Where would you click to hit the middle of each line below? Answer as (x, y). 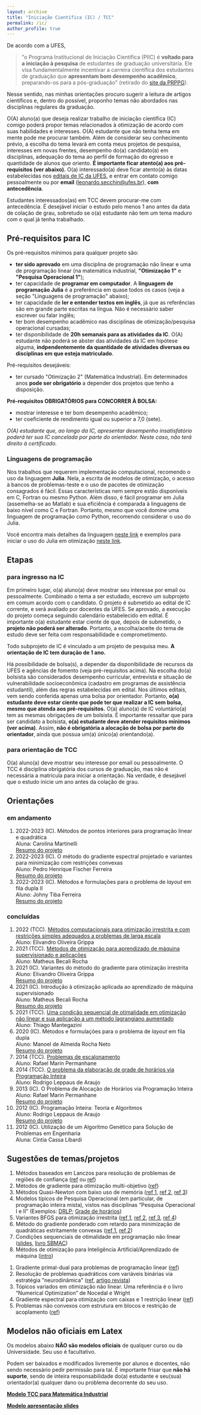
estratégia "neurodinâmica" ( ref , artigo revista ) (73, 1280)
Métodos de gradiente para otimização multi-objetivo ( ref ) (87, 1186)
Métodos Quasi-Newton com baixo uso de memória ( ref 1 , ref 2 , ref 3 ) (101, 1192)
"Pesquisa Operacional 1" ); (50, 277)
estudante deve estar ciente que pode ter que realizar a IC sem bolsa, (95, 703)
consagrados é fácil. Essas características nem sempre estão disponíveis (97, 491)
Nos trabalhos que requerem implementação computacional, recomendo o (99, 472)
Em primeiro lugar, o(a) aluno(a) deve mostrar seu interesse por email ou (96, 590)
